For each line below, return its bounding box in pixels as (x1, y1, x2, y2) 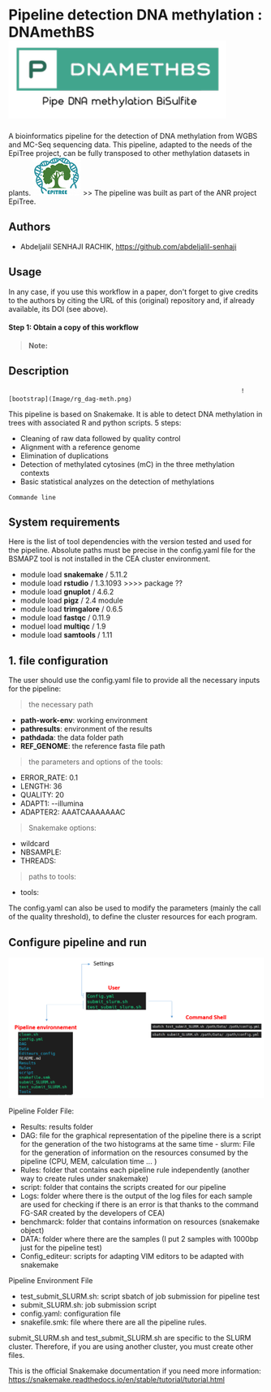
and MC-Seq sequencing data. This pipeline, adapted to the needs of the (8, 140, 253, 149)
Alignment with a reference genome (19, 442, 140, 452)
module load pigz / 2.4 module (19, 595, 124, 606)
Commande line (8, 493, 57, 501)
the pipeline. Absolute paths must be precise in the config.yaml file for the (8, 546, 256, 556)
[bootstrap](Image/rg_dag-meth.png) (8, 395, 132, 403)
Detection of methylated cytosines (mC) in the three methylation (19, 459, 235, 469)
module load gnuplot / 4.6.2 (19, 587, 114, 597)
